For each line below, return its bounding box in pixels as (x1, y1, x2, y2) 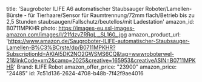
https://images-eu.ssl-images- (58, 24, 135, 32)
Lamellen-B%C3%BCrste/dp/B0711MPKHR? (6, 44, 116, 51)
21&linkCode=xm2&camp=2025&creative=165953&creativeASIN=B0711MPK (6, 57, 196, 64)
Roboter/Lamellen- (145, 5, 192, 12)
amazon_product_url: (128, 31, 181, 38)
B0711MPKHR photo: (6, 24, 58, 32)
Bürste (6, 12, 23, 19)
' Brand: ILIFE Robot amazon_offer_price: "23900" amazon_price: (13, 63, 177, 70)
